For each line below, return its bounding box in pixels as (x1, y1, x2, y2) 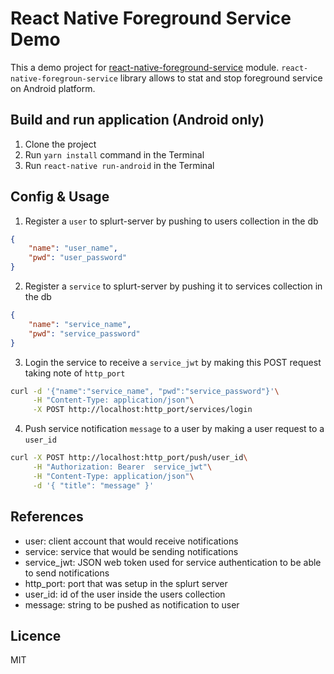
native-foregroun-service (10, 73, 118, 84)
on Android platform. (10, 82, 96, 94)
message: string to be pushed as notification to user (24, 598, 240, 611)
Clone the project (24, 138, 97, 150)
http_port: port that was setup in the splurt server (24, 577, 228, 589)
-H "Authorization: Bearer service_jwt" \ (32, 462, 213, 472)
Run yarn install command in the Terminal (24, 148, 205, 161)
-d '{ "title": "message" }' (32, 480, 155, 491)
